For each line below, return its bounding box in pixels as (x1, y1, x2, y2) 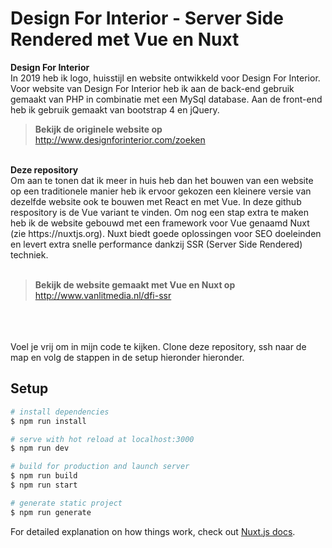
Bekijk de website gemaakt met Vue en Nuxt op (34, 278, 236, 291)
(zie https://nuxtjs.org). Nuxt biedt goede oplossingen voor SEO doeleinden (10, 227, 322, 239)
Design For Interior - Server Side (10, 7, 284, 30)
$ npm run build (10, 471, 78, 481)
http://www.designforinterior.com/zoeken (34, 133, 206, 146)
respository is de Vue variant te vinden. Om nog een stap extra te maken (10, 206, 309, 218)
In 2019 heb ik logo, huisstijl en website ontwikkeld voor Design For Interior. (10, 72, 321, 84)
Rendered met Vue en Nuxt (10, 28, 240, 51)
